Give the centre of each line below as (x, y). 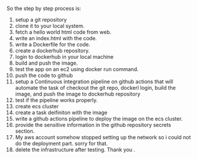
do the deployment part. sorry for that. (61, 143)
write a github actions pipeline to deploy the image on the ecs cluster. (99, 119)
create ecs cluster (37, 106)
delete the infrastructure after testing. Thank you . (75, 150)
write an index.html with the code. (56, 38)
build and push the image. (46, 63)
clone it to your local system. (50, 26)
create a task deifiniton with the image (61, 112)
